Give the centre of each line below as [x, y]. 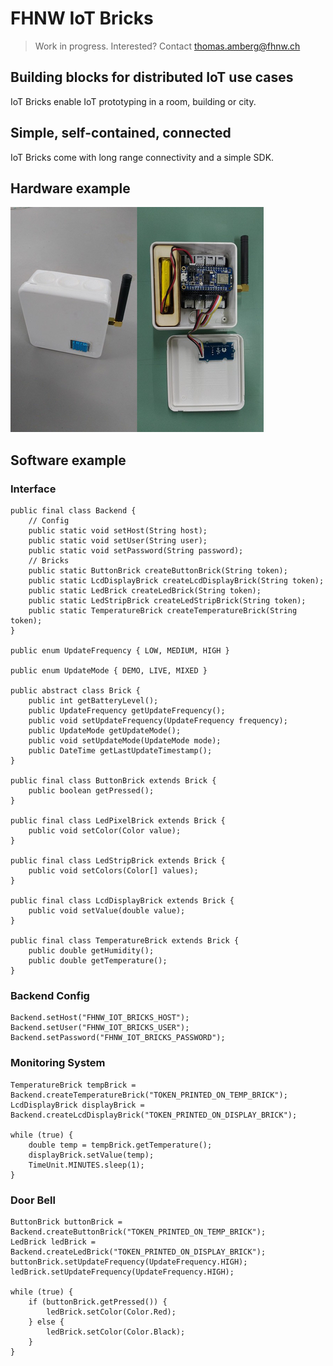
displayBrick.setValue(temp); [91, 1155]
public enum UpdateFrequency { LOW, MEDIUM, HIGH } [120, 651]
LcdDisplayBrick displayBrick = [77, 1105]
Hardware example [70, 188]
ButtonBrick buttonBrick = [66, 1222]
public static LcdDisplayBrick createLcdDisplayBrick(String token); [176, 581]
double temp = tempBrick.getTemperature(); [120, 1145]
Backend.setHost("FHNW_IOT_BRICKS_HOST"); [100, 1018]
